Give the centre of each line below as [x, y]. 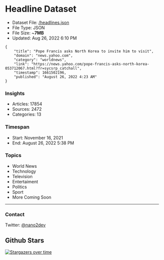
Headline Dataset [41, 9]
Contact [15, 214]
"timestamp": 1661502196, [40, 72]
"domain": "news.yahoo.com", [43, 55]
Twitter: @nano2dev [25, 225]
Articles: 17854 [27, 104]
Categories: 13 [27, 114]
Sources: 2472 [27, 109]
